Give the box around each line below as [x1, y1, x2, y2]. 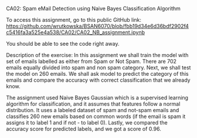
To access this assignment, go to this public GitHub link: [6, 16, 142, 23]
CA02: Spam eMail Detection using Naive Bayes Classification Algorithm [6, 5, 181, 12]
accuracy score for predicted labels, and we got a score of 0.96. [6, 126, 161, 132]
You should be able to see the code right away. [6, 41, 120, 47]
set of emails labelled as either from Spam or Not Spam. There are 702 [6, 58, 177, 65]
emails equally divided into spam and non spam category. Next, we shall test [6, 64, 191, 71]
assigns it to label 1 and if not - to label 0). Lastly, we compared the [6, 119, 168, 126]
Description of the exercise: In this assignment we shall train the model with [6, 52, 189, 58]
